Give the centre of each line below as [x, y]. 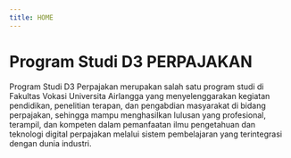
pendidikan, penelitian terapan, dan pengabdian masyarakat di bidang [137, 105]
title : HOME [31, 17]
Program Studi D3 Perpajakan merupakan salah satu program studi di [137, 87]
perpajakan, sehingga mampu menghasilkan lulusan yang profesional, [137, 115]
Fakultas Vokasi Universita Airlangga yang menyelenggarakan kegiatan [140, 96]
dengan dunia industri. [50, 143]
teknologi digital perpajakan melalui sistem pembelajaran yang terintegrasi [146, 134]
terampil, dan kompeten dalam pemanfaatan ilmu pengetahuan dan [133, 124]
